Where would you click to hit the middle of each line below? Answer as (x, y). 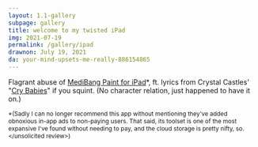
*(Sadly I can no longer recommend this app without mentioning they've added (118, 113)
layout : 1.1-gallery (42, 15)
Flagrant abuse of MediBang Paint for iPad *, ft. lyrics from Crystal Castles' (129, 82)
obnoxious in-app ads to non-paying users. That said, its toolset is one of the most (123, 121)
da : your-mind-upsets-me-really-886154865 (79, 60)
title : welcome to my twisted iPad (67, 30)
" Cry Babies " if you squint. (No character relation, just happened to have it (129, 90)
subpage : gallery (37, 23)
